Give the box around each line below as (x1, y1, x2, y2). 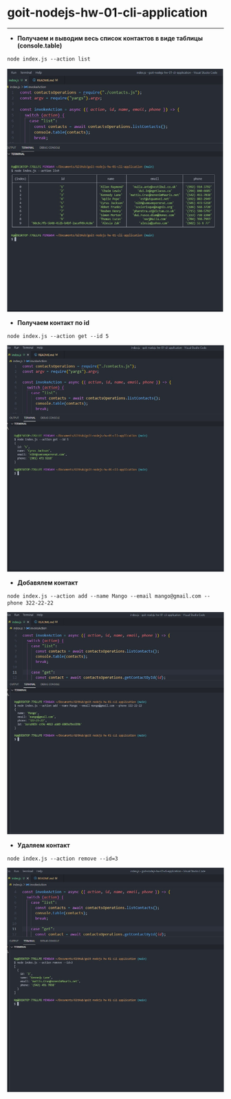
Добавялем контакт (16, 578, 78, 587)
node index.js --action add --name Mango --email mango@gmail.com (7, 592, 201, 600)
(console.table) (16, 41, 63, 50)
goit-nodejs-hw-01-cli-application (7, 5, 208, 21)
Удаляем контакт (16, 841, 70, 850)
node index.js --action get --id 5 (7, 333, 109, 340)
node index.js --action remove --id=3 (7, 855, 118, 862)
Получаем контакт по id (16, 319, 89, 327)
